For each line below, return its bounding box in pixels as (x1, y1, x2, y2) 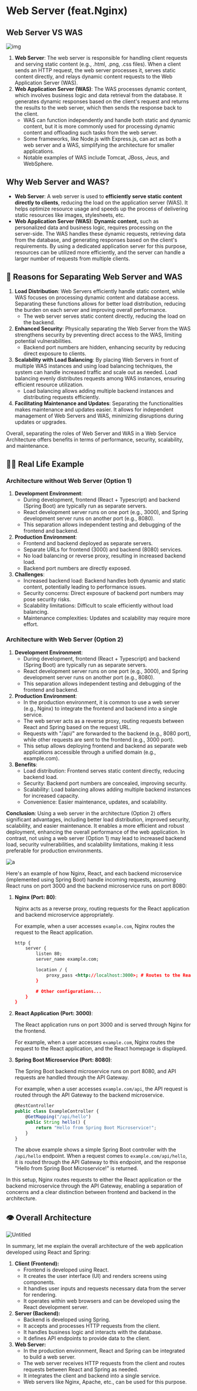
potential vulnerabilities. (14, 337, 73, 344)
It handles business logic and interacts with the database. (23, 1329, 162, 1336)
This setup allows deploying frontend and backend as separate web (23, 742, 188, 749)
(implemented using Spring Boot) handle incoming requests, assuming (6, 876, 176, 883)
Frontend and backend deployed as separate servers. (23, 540, 153, 547)
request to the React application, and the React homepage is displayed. (14, 1045, 188, 1052)
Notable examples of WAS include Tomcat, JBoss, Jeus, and (23, 154, 170, 161)
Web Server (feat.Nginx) (6, 4, 128, 18)
